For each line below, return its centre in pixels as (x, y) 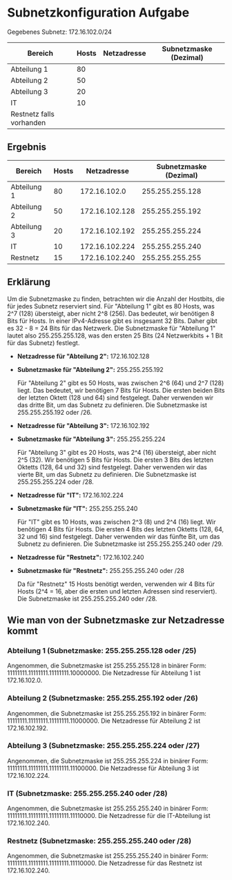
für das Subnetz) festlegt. (43, 342)
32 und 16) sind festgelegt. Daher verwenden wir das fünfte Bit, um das (118, 536)
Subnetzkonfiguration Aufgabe (98, 13)
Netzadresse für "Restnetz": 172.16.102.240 (80, 557)
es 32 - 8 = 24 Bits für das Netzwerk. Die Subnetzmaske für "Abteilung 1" (112, 328)
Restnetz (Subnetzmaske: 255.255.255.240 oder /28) (99, 841)
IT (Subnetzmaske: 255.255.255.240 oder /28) (87, 793)
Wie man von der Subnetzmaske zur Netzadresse (116, 620)
